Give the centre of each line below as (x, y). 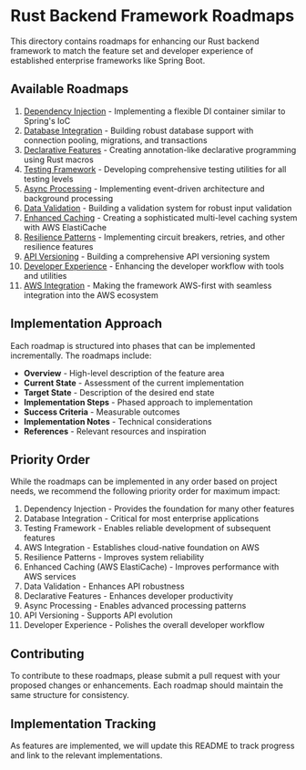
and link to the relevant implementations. (87, 755)
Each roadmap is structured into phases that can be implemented (133, 345)
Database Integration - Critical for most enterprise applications (141, 518)
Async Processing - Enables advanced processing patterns (135, 606)
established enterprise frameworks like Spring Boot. (108, 60)
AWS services (50, 577)
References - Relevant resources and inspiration (115, 431)
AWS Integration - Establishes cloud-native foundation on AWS (142, 548)
